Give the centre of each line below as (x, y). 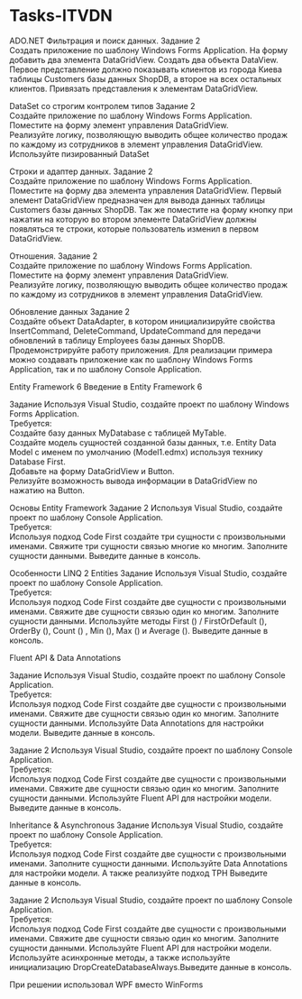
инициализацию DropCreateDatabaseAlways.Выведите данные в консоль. (151, 967)
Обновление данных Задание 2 (70, 311)
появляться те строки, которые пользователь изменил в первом (134, 229)
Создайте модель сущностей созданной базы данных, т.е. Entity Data (143, 442)
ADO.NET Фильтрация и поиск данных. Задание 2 (105, 41)
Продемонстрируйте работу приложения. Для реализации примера (141, 350)
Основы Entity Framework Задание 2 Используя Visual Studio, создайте (146, 508)
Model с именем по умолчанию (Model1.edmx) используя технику (136, 452)
